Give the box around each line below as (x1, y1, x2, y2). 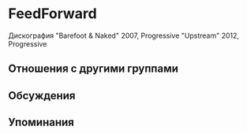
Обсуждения (8, 88, 76, 102)
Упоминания (8, 116, 75, 129)
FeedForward (8, 5, 97, 23)
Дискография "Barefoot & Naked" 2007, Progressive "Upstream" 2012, (8, 31, 239, 40)
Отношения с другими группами (8, 62, 179, 76)
